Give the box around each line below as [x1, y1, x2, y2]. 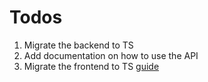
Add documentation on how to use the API [23, 49, 199, 61]
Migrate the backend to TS [23, 39, 134, 51]
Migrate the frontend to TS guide [23, 60, 160, 72]
